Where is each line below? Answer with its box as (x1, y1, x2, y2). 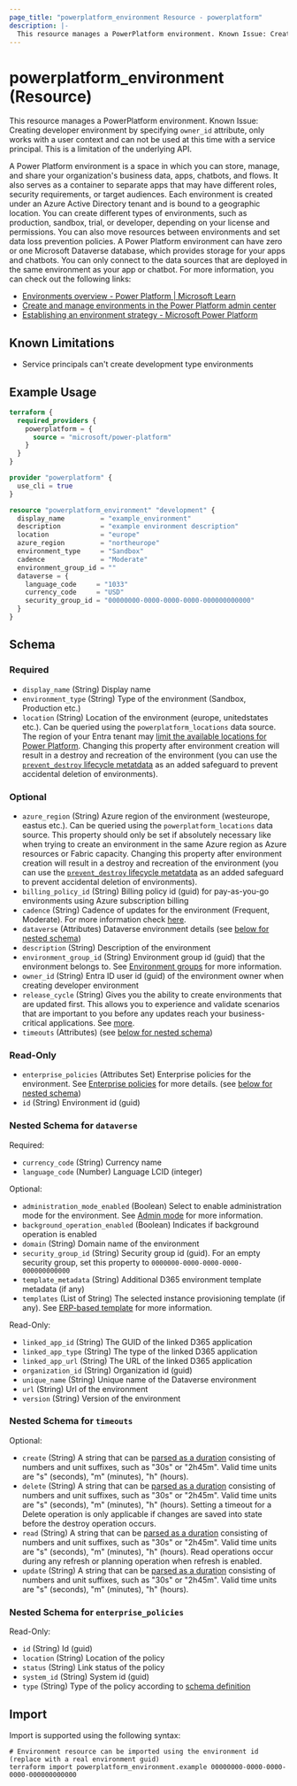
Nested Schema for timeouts (9, 1415, 133, 1428)
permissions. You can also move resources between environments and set (9, 227, 280, 237)
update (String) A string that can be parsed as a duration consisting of (21, 1565, 276, 1575)
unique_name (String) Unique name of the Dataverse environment (21, 1374, 257, 1385)
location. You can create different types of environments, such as (9, 208, 247, 219)
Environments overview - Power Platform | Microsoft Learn (21, 291, 236, 302)
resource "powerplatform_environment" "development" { (9, 505, 216, 514)
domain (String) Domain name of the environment (21, 1238, 200, 1249)
